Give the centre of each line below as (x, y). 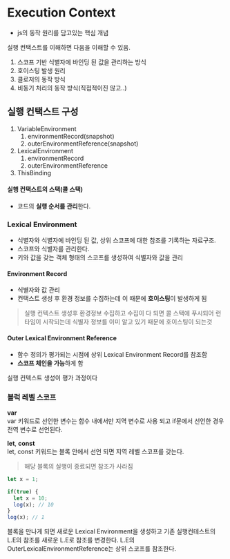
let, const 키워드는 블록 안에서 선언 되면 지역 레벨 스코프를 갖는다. (96, 451)
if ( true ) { (23, 491)
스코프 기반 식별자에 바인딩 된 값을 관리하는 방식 (82, 62)
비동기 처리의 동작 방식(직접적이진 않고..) (72, 88)
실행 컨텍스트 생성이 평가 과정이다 (52, 377)
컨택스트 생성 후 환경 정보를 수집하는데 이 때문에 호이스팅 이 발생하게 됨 (112, 299)
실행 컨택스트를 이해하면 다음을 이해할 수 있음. (69, 47)
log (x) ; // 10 (33, 504)
